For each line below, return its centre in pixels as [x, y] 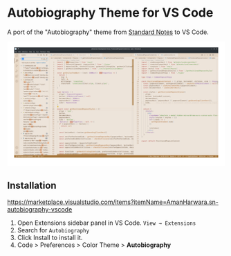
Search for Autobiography [53, 230]
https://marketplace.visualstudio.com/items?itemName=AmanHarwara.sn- [113, 202]
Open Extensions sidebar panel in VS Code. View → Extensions [107, 223]
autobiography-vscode [40, 210]
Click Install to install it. [50, 238]
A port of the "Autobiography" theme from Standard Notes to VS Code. [108, 32]
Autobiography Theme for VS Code [110, 13]
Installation [32, 185]
